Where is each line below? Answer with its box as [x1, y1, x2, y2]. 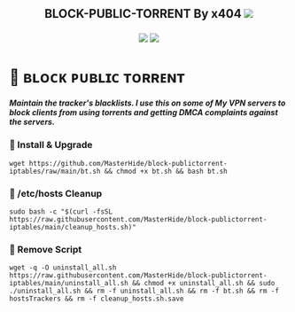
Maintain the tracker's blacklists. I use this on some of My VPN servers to [9, 97, 286, 108]
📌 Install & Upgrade [9, 139, 93, 152]
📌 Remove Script [9, 243, 82, 255]
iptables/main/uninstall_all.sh [9, 279, 128, 288]
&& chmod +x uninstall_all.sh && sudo [131, 279, 276, 288]
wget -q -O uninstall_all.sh [9, 263, 117, 272]
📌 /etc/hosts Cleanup [9, 187, 103, 199]
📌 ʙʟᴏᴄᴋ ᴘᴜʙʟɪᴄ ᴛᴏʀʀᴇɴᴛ [9, 67, 185, 88]
